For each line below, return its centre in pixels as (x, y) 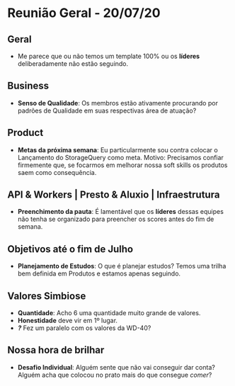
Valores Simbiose (47, 296)
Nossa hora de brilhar (56, 350)
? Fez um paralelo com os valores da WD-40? (84, 328)
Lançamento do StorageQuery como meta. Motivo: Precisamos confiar (121, 157)
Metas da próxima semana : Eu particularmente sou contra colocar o (117, 149)
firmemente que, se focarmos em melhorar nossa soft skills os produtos (122, 165)
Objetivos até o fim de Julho (70, 249)
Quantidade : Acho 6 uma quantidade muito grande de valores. (109, 313)
